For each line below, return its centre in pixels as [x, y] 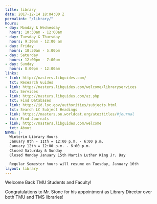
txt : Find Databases [30, 101]
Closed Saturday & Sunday [36, 151]
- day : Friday [20, 46]
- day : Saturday [22, 55]
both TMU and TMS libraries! [34, 197]
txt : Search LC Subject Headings [44, 110]
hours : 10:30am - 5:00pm [35, 50]
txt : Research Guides [32, 82]
